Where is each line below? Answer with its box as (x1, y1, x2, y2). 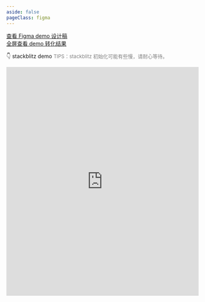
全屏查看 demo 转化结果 (6, 40, 67, 47)
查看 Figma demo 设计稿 (6, 32, 68, 40)
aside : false (6, 9, 40, 15)
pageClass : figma (6, 15, 51, 21)
